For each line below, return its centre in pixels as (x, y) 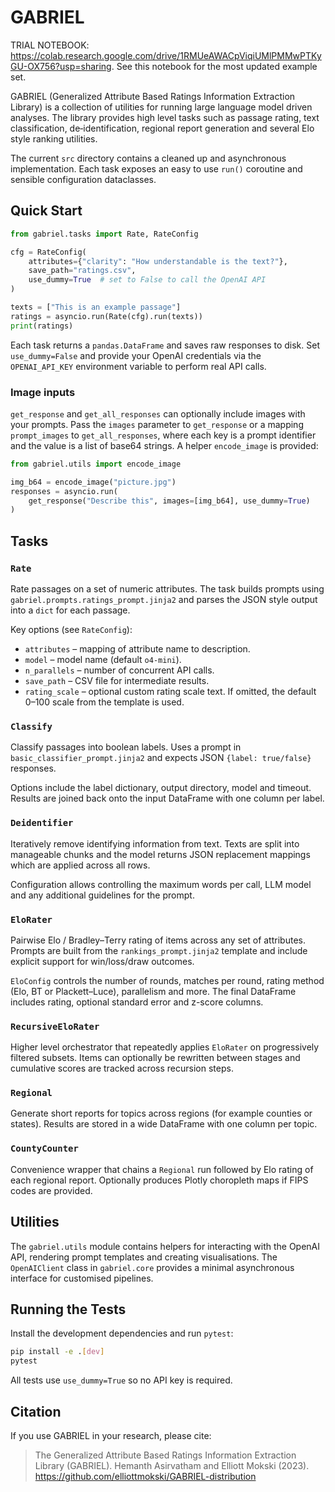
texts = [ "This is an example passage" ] (96, 307)
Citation (36, 1411)
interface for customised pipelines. (82, 1278)
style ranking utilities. (54, 138)
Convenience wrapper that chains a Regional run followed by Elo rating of (162, 1169)
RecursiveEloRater (55, 1026)
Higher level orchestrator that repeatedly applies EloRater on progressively (165, 1047)
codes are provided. (51, 1190)
